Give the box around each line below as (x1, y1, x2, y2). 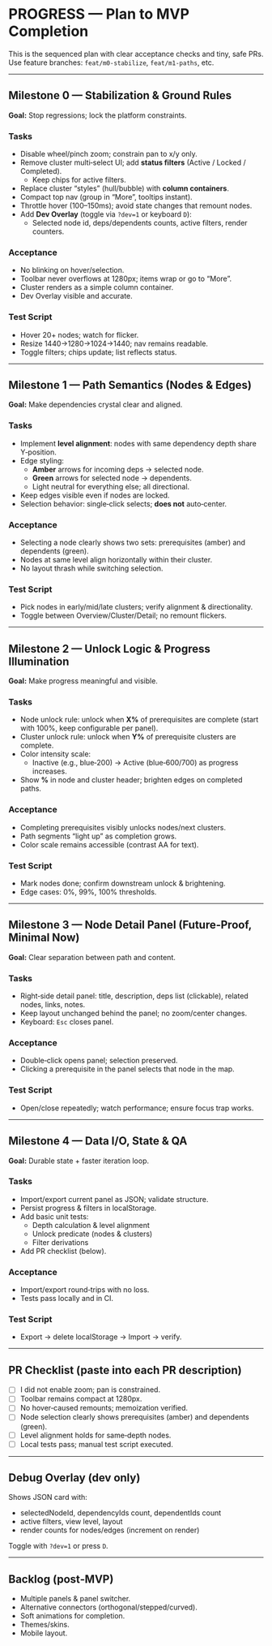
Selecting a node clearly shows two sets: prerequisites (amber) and (19, 537, 245, 548)
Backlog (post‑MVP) (8, 1572, 114, 1586)
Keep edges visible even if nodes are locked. (19, 490, 170, 500)
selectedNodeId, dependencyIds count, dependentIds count (19, 1508, 222, 1518)
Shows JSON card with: (8, 1493, 87, 1502)
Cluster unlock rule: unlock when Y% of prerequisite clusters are (19, 732, 236, 742)
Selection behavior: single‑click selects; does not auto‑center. (19, 498, 227, 508)
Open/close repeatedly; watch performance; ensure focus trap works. (19, 1103, 254, 1113)
